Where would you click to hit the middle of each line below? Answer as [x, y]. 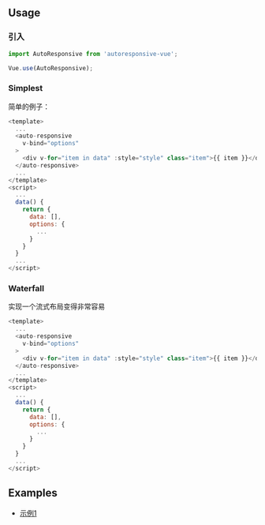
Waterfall [26, 289]
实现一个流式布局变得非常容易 [56, 306]
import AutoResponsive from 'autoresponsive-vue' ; [93, 54]
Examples [33, 493]
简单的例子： [29, 107]
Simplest [26, 88]
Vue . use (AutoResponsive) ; [50, 68]
